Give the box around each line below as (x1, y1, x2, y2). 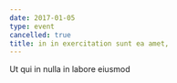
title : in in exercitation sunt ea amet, (9, 38, 170, 48)
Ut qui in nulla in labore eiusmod (9, 64, 130, 75)
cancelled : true (9, 30, 71, 39)
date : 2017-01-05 (9, 13, 76, 23)
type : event (9, 22, 55, 31)
